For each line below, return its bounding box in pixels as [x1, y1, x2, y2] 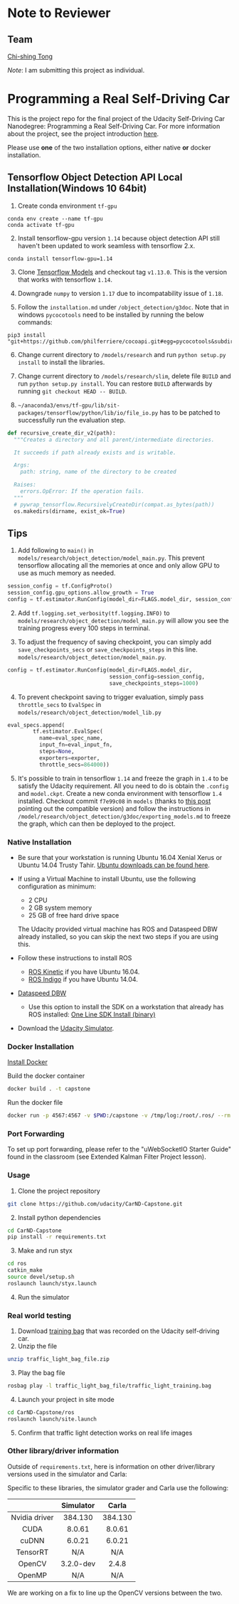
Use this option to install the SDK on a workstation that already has [28, 1002, 224, 1011]
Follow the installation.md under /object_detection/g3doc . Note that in [17, 302, 230, 311]
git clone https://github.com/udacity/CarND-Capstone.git [7, 1200, 183, 1207]
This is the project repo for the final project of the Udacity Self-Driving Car [7, 114, 225, 122]
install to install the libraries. [17, 358, 105, 366]
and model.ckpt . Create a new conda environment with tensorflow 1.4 [17, 789, 223, 797]
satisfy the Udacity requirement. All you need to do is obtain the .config [17, 781, 229, 790]
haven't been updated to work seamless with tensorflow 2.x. [17, 241, 196, 250]
